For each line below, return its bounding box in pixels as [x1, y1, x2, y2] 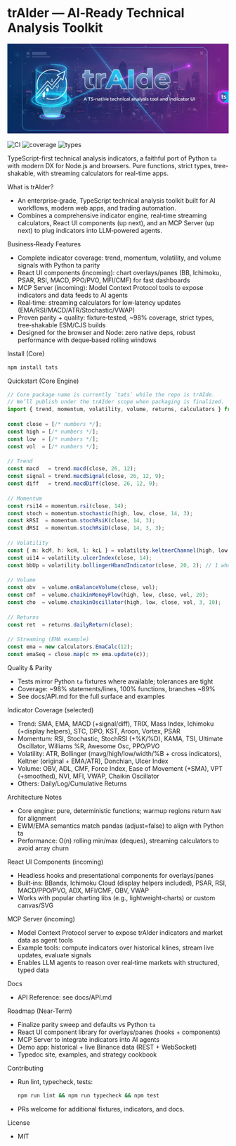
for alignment [17, 814, 56, 823]
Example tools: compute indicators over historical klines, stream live [17, 943, 214, 952]
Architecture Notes [7, 793, 62, 802]
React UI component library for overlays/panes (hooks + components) [17, 1028, 221, 1036]
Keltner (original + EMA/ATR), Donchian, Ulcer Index [17, 757, 169, 765]
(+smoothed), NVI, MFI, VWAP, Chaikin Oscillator [17, 772, 159, 781]
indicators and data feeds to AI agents [17, 291, 129, 299]
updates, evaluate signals [17, 951, 91, 959]
